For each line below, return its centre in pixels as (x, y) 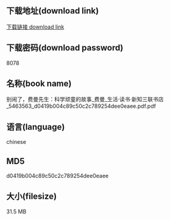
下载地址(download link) (53, 11)
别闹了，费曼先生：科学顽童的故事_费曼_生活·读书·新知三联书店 (85, 99)
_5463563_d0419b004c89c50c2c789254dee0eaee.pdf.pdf (81, 106)
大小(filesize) (31, 197)
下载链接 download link (35, 27)
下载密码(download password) (65, 48)
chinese (16, 142)
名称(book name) (39, 84)
